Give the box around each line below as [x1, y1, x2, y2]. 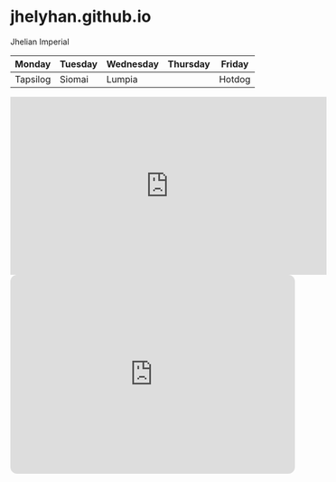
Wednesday [106, 57, 159, 70]
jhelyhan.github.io [10, 6, 152, 27]
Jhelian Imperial [10, 36, 70, 47]
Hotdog [219, 72, 251, 85]
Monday [14, 57, 51, 70]
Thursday [167, 57, 210, 70]
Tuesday [59, 57, 98, 70]
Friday [220, 57, 249, 70]
